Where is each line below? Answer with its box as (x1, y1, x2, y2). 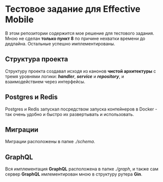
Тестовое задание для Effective (5, 3, 141, 15)
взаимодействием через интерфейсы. (5, 78, 85, 84)
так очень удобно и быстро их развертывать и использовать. (5, 111, 134, 117)
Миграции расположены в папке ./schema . (5, 139, 95, 145)
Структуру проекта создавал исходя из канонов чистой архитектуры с (5, 68, 156, 74)
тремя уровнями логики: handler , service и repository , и (5, 73, 124, 79)
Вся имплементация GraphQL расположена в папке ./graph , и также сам (5, 166, 159, 172)
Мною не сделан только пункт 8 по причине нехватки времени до (5, 36, 146, 41)
